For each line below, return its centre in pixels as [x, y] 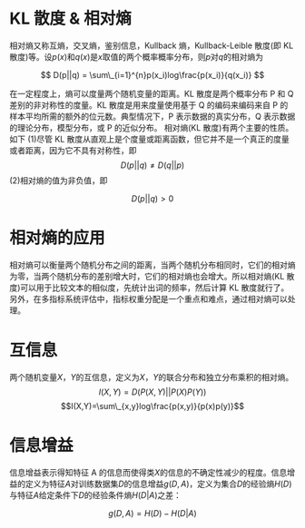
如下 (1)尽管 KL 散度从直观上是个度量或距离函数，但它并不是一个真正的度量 [150, 139]
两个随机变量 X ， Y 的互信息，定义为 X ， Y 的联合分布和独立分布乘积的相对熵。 [152, 376]
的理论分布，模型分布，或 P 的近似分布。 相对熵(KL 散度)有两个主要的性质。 [152, 127]
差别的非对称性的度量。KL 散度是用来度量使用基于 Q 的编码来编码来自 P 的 [149, 104]
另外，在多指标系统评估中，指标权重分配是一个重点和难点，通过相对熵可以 [148, 298]
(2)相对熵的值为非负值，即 [59, 180]
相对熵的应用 [58, 238]
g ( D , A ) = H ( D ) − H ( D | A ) [152, 513]
